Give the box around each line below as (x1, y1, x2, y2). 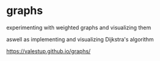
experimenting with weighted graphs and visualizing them (6, 24, 151, 31)
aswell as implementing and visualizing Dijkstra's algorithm (6, 35, 154, 43)
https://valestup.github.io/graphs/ (6, 47, 91, 55)
